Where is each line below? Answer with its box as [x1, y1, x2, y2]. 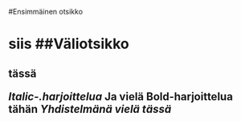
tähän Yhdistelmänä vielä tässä [8, 102, 172, 115]
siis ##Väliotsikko [8, 35, 130, 53]
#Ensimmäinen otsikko [8, 7, 83, 16]
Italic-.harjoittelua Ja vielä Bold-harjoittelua [8, 90, 233, 103]
